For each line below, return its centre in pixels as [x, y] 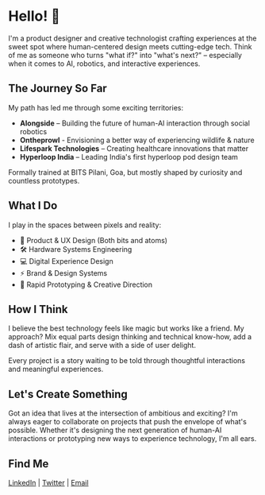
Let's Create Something [68, 394]
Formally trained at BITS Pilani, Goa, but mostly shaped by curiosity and [125, 172]
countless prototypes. [44, 180]
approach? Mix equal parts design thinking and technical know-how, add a [130, 337]
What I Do [33, 206]
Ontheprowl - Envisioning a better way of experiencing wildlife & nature [137, 140]
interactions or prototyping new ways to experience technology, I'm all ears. [132, 439]
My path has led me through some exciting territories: [96, 107]
